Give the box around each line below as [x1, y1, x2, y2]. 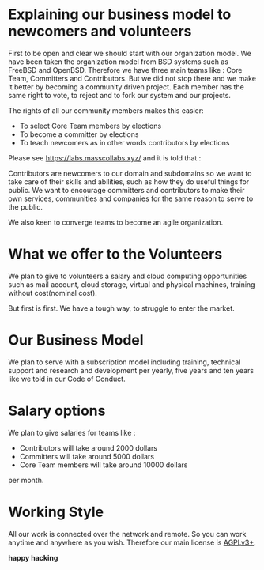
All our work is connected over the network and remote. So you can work [8, 529, 247, 538]
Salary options [8, 402, 106, 420]
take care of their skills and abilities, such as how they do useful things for [8, 176, 250, 187]
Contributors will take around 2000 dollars [19, 443, 158, 452]
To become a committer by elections [19, 129, 139, 139]
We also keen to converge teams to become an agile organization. [8, 217, 224, 227]
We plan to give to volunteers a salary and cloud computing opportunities [8, 271, 247, 281]
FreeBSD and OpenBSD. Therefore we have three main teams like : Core [8, 65, 243, 74]
